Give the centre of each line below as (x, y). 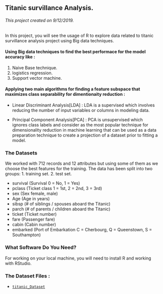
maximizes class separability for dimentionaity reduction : (65, 94)
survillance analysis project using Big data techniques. (60, 40)
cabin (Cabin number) (34, 225)
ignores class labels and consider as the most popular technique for (80, 125)
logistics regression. (32, 73)
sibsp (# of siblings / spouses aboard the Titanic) (61, 204)
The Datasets (21, 153)
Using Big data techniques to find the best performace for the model (75, 52)
